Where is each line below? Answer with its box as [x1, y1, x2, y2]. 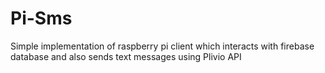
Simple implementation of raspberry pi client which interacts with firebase [10, 40, 315, 52]
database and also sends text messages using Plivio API [10, 50, 242, 62]
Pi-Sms [10, 7, 73, 30]
